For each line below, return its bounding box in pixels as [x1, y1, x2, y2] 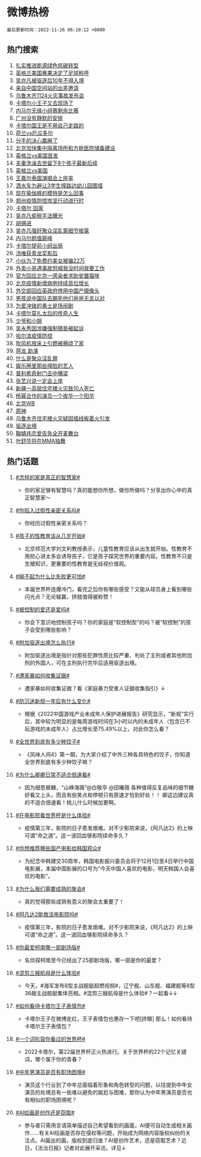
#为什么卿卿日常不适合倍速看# [15, 771, 91, 778]
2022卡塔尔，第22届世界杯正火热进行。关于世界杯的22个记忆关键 [24, 1048, 187, 1055]
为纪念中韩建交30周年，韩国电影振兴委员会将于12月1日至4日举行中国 [24, 857, 194, 864]
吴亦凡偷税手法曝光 [15, 211, 63, 219]
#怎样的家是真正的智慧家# [15, 473, 80, 481]
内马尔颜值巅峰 [15, 234, 53, 241]
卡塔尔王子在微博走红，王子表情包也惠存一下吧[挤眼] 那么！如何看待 [24, 1015, 193, 1022]
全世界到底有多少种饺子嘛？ [24, 758, 93, 765]
